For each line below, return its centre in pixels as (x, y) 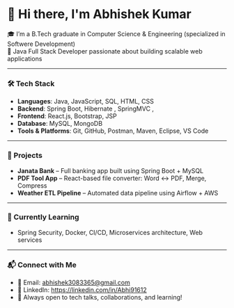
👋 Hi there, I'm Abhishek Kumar (99, 14)
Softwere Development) (41, 44)
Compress (32, 185)
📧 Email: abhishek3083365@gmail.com (73, 283)
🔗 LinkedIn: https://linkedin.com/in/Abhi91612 (82, 290)
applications (25, 58)
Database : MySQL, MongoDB (60, 124)
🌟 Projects (25, 156)
